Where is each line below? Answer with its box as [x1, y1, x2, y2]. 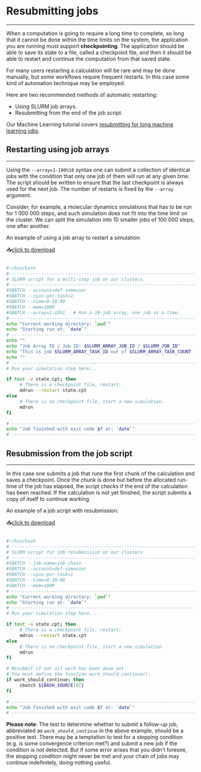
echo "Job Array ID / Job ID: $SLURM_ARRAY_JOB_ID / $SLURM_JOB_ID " [6, 343, 181, 349]
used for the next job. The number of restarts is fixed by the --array [6, 185, 174, 193]
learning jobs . [6, 127, 40, 134]
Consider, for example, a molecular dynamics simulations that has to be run [6, 203, 192, 211]
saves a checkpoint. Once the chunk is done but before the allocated [6, 476, 176, 483]
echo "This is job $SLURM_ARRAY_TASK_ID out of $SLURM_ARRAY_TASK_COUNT [6, 349, 191, 355]
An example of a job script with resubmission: [6, 507, 119, 514]
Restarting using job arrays [6, 145, 109, 155]
